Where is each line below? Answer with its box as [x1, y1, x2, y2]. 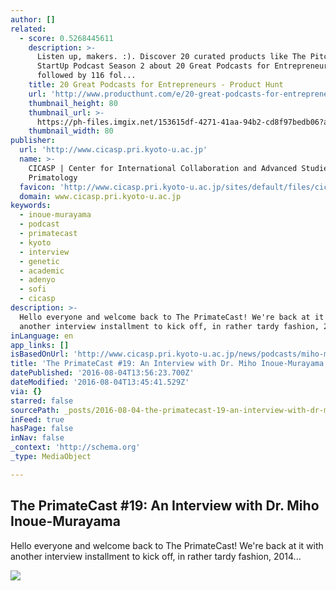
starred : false [10, 396, 74, 406]
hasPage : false [10, 424, 74, 434]
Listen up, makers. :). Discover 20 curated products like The [36, 52, 307, 62]
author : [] [10, 14, 56, 25]
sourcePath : [10, 405, 60, 415]
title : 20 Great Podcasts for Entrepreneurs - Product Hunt [28, 80, 284, 90]
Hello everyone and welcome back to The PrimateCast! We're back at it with [10, 539, 324, 551]
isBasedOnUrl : [10, 349, 70, 360]
